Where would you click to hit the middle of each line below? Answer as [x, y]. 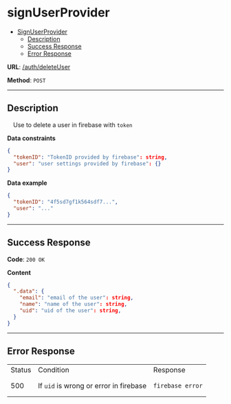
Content [19, 272]
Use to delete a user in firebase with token [73, 124]
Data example [27, 183]
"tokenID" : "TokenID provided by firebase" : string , [90, 157]
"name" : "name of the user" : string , [74, 304]
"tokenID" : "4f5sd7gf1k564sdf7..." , [66, 202]
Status [21, 370]
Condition [54, 370]
